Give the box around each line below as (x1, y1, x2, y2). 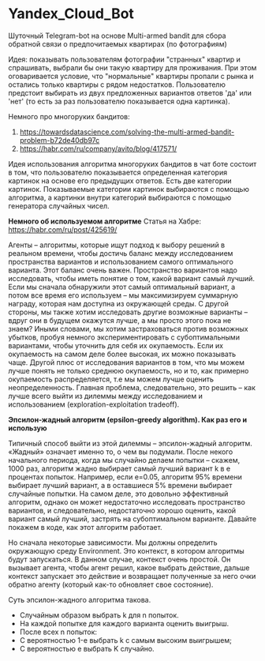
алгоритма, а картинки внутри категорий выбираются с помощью (8, 193, 232, 202)
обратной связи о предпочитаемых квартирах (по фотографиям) (8, 39, 227, 48)
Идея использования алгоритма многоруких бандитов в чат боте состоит (8, 159, 257, 168)
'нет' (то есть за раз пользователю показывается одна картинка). (8, 96, 230, 106)
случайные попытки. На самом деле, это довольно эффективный (8, 489, 229, 498)
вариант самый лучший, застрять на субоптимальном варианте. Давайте (8, 514, 257, 524)
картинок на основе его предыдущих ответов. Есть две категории (8, 175, 232, 186)
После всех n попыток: (19, 627, 97, 637)
